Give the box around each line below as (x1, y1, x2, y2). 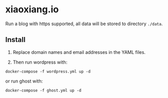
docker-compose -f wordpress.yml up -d (5, 69, 91, 74)
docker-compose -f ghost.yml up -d (5, 88, 82, 93)
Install (5, 35, 26, 44)
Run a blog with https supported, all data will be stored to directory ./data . (5, 21, 163, 27)
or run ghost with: (5, 78, 43, 84)
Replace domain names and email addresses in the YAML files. (12, 49, 146, 55)
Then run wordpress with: (12, 59, 68, 65)
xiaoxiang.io (5, 4, 59, 15)
